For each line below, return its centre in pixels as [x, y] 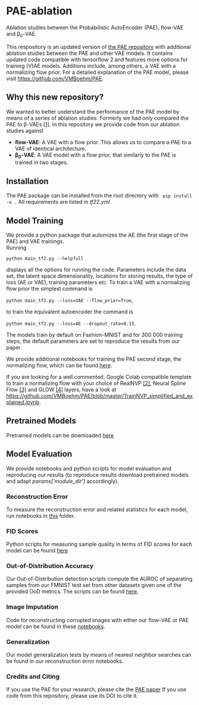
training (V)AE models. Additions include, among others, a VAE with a [91, 66]
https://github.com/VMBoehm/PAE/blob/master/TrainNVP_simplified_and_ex [99, 396]
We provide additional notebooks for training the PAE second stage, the [94, 359]
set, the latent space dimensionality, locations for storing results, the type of [99, 276]
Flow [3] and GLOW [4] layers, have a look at [61, 389]
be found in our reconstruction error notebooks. [65, 661]
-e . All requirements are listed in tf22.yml [58, 202]
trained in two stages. [41, 163]
